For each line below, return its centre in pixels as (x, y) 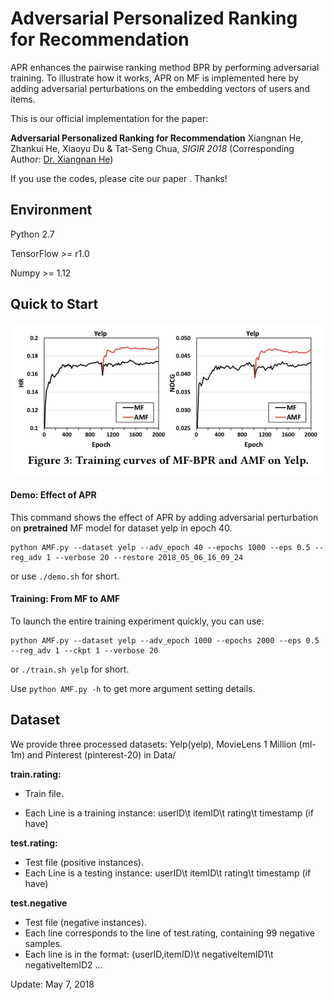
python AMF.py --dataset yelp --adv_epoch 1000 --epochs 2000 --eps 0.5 (165, 641)
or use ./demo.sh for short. (65, 576)
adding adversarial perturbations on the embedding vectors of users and (160, 88)
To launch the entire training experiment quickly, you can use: (137, 621)
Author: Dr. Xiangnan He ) (62, 159)
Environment (51, 210)
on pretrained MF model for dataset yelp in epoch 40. (121, 528)
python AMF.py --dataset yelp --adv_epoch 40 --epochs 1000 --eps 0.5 (160, 547)
